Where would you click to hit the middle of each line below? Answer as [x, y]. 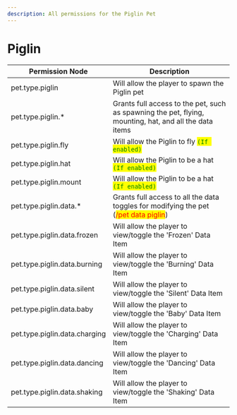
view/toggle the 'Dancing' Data [164, 363]
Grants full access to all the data [166, 197]
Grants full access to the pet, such [169, 103]
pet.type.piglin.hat [41, 163]
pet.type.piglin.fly [40, 145]
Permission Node [58, 71]
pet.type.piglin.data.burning [57, 264]
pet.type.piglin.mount [46, 182]
